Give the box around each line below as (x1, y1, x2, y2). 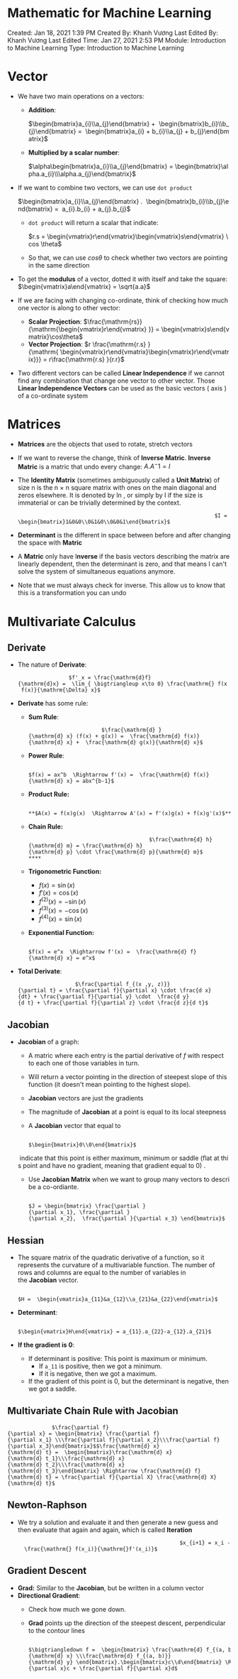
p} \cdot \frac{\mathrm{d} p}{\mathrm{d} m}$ (66, 848, 203, 856)
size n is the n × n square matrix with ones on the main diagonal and (17, 483, 217, 492)
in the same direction (28, 261, 90, 269)
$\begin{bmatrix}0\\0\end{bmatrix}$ (28, 1142, 137, 1149)
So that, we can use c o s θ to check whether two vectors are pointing (28, 253, 228, 262)
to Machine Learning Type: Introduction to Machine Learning (7, 43, 184, 52)
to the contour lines (28, 1626, 85, 1634)
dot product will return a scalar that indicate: (28, 218, 159, 226)
